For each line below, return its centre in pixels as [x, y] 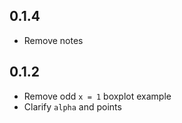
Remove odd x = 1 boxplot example [97, 96]
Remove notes [53, 40]
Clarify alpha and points [72, 106]
